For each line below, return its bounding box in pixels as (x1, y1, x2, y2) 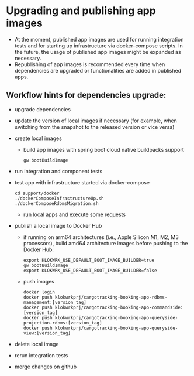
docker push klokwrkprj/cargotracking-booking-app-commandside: (23, 305, 183, 310)
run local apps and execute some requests (23, 211, 126, 218)
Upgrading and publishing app (6, 4, 156, 18)
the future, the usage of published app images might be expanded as (14, 48, 181, 55)
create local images (14, 135, 63, 142)
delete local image (14, 340, 59, 347)
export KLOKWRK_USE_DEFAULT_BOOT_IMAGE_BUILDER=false (23, 268, 157, 274)
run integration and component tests (14, 168, 103, 175)
